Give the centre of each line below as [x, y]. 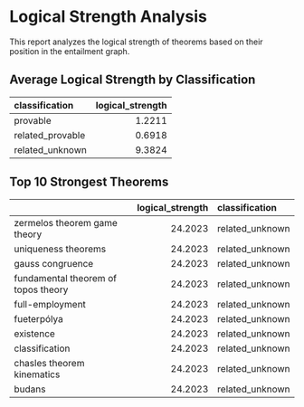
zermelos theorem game [66, 222]
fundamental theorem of [66, 278]
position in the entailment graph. [70, 51]
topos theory [41, 289]
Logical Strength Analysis [109, 17]
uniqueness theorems [60, 249]
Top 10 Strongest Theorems [89, 182]
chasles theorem [49, 363]
